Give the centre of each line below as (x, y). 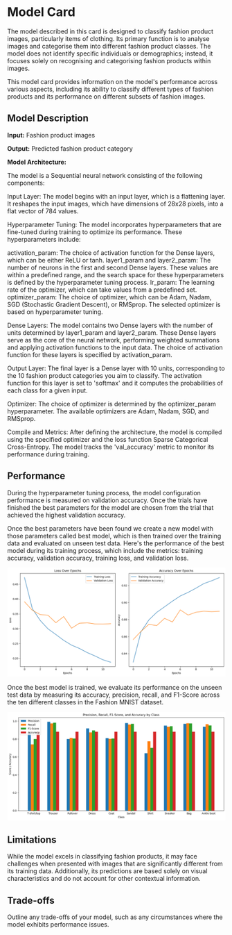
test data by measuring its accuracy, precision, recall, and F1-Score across (114, 695)
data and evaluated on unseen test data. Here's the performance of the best (116, 543)
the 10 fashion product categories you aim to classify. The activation (105, 375)
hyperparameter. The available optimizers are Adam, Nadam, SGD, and (108, 411)
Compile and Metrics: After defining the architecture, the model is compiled (115, 432)
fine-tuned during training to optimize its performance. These (95, 232)
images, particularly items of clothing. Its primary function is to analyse (108, 38)
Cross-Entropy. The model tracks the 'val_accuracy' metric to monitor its (111, 447)
